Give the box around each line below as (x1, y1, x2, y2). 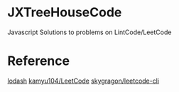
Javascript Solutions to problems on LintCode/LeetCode (7, 28, 172, 36)
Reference (7, 53, 70, 69)
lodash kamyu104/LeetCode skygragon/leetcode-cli (7, 76, 160, 85)
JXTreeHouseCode (7, 4, 122, 21)
